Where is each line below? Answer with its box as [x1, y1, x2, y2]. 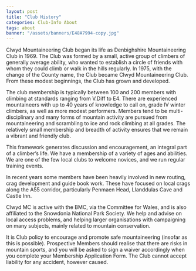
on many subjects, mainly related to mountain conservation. [6, 222, 151, 229]
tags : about [6, 25, 35, 31]
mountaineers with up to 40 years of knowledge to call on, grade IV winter [6, 101, 186, 108]
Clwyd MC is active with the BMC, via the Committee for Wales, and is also [6, 204, 187, 211]
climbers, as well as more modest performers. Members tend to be [6, 108, 168, 115]
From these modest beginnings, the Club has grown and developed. [6, 77, 170, 85]
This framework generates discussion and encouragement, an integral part [6, 144, 187, 151]
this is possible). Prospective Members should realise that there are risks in [6, 240, 188, 247]
